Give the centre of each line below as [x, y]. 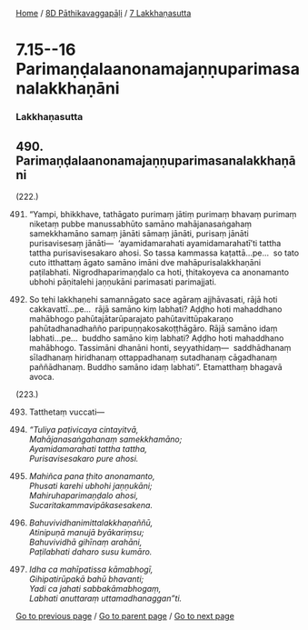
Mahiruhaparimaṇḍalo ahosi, [84, 495]
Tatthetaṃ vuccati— [67, 412]
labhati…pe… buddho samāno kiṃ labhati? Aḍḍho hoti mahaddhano [156, 338]
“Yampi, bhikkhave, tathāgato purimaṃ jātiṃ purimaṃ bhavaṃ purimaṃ [163, 214]
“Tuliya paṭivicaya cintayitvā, [84, 429]
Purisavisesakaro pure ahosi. [84, 458]
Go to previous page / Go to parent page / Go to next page [125, 615]
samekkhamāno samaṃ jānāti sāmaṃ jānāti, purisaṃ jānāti [139, 233]
